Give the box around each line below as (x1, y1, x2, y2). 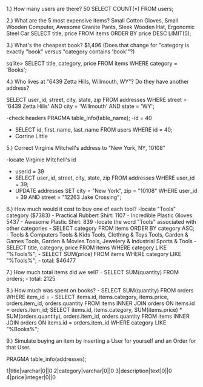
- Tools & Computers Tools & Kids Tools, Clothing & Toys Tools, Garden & (6, 231, 189, 238)
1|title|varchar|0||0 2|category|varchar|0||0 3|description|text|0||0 (6, 367, 172, 374)
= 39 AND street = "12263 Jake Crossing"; (15, 193, 121, 201)
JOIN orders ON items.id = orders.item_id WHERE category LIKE (6, 319, 167, 326)
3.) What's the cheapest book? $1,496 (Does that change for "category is (6, 42, 190, 49)
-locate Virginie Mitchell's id (6, 156, 76, 163)
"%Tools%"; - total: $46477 (6, 257, 76, 264)
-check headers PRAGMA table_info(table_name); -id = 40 (6, 115, 153, 121)
